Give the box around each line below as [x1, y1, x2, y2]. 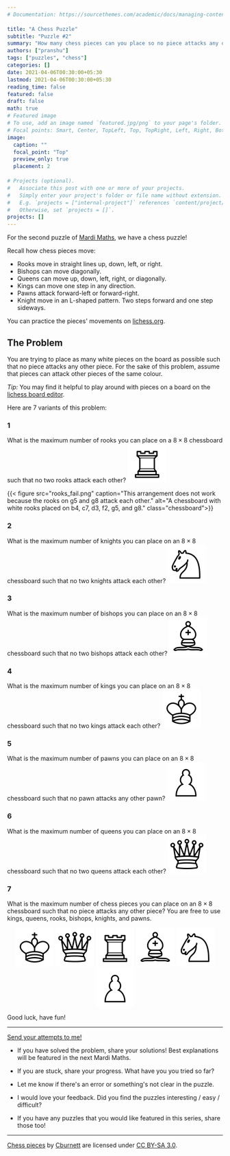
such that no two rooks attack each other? [7, 476, 127, 484]
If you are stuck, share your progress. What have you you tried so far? [16, 1067, 214, 1075]
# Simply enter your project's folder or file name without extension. [7, 192, 222, 199]
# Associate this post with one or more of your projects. [7, 185, 186, 191]
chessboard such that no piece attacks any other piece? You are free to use [7, 907, 221, 915]
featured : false [7, 91, 53, 97]
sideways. [16, 304, 46, 312]
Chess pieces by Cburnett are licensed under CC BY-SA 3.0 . [7, 1141, 178, 1149]
